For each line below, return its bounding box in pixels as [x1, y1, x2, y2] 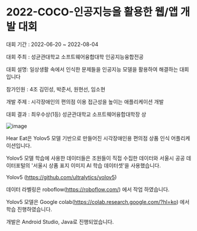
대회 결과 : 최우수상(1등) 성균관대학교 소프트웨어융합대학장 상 [6, 110, 147, 118]
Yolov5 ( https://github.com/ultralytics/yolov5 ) [6, 173, 117, 180]
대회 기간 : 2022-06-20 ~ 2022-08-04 [6, 41, 99, 48]
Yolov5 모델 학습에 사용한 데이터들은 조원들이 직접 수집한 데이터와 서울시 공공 [6, 154, 185, 161]
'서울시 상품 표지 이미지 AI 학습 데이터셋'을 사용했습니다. [31, 161, 161, 169]
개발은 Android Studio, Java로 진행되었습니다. [6, 218, 114, 225]
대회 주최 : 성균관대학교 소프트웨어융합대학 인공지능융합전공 [6, 53, 144, 60]
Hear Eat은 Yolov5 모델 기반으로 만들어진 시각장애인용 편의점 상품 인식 [6, 134, 170, 141]
